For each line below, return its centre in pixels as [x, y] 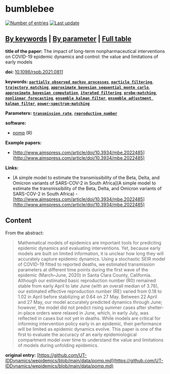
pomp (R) [22, 133]
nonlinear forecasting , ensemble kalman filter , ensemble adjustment [78, 98]
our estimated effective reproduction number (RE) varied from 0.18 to [90, 291]
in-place [26, 313]
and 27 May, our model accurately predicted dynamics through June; [90, 302]
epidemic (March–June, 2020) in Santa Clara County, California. [84, 275]
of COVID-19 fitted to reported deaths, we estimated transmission [86, 264]
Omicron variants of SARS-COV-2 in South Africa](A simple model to [84, 183]
